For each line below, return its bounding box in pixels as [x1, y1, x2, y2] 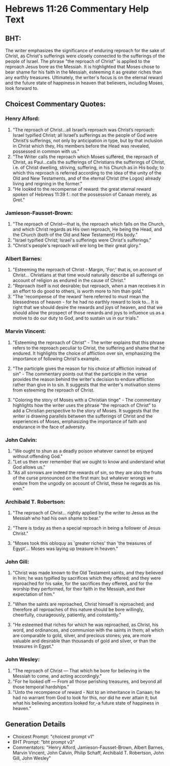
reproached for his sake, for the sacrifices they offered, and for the [12, 580, 153, 586]
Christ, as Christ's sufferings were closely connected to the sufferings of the [5, 53, 165, 59]
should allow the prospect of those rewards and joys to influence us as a [12, 310, 165, 316]
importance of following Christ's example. [12, 356, 100, 362]
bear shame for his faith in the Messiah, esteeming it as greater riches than [5, 69, 162, 75]
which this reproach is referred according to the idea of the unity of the [12, 169, 161, 176]
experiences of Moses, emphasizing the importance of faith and [12, 418, 147, 424]
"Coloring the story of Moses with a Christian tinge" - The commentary [12, 397, 161, 403]
